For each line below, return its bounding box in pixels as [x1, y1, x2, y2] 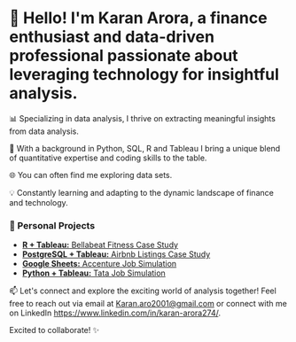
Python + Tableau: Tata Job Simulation [21, 268, 166, 278]
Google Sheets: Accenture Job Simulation [21, 259, 177, 269]
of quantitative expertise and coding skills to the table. [9, 152, 207, 163]
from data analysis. [9, 126, 80, 136]
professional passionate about [9, 46, 238, 66]
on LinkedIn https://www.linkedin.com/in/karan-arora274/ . [9, 307, 222, 318]
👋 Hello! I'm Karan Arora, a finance [9, 8, 268, 28]
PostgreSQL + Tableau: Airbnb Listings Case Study [21, 249, 211, 260]
